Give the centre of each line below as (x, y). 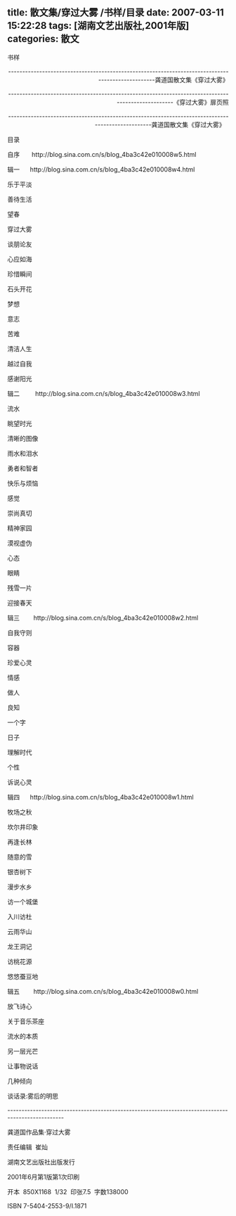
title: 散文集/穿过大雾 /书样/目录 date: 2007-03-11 (116, 13)
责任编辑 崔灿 (27, 1147)
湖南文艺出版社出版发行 (41, 1162)
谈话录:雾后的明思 (33, 1096)
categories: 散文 (43, 39)
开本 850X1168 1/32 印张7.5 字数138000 (68, 1191)
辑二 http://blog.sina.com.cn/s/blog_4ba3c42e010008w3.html (104, 393)
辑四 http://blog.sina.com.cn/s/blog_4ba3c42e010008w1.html (101, 797)
